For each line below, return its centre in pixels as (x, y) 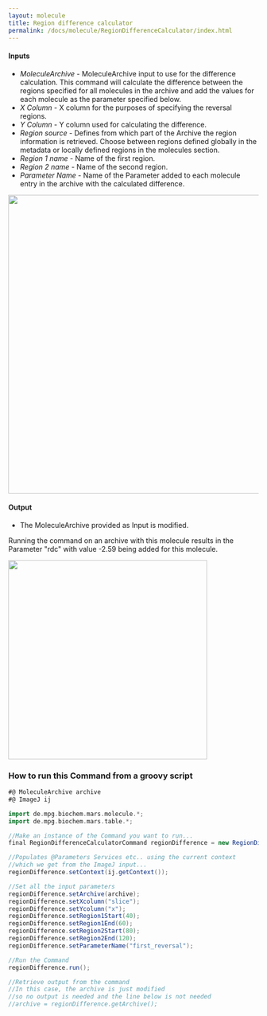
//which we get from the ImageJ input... (78, 865)
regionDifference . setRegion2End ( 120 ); (72, 939)
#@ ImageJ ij (30, 799)
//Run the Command (39, 960)
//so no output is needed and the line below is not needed (110, 997)
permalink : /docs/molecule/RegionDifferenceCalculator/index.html (120, 30)
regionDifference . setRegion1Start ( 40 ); (74, 916)
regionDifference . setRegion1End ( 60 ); (71, 924)
